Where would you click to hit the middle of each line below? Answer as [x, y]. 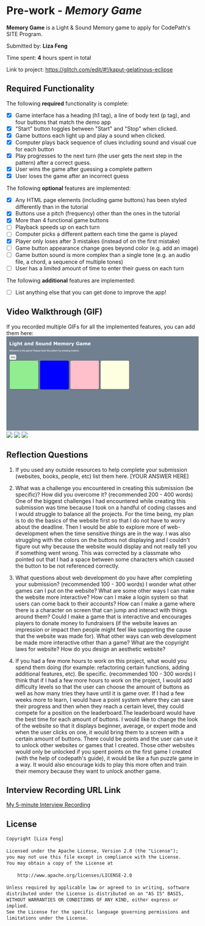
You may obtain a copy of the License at [60, 863]
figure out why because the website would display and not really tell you [106, 546]
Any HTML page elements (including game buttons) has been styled [101, 200]
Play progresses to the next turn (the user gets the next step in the [99, 156]
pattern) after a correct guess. [53, 163]
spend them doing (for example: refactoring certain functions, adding [102, 667]
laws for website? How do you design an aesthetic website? [90, 649]
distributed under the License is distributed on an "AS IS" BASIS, [95, 894]
